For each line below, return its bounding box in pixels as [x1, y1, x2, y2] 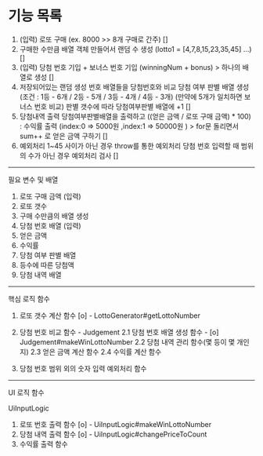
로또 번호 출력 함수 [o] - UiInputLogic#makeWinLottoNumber [19, 419, 212, 429]
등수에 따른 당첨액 [19, 260, 74, 269]
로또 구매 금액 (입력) [19, 192, 81, 201]
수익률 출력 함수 [19, 439, 68, 448]
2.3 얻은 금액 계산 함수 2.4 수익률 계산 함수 [30, 347, 162, 356]
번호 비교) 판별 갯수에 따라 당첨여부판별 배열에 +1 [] [34, 101, 191, 111]
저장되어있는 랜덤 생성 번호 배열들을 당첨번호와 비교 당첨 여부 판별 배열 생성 [19, 82, 250, 91]
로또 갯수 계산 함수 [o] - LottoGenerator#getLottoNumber [19, 311, 201, 320]
